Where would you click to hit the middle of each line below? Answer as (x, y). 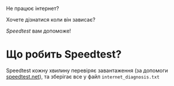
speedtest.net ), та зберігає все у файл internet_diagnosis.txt (83, 76)
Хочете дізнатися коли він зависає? (51, 19)
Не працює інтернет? (33, 8)
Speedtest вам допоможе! (39, 31)
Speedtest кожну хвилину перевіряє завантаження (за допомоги (87, 70)
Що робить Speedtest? (64, 54)
